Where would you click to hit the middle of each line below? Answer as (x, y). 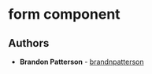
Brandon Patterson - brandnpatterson (82, 62)
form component (64, 14)
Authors (29, 43)
